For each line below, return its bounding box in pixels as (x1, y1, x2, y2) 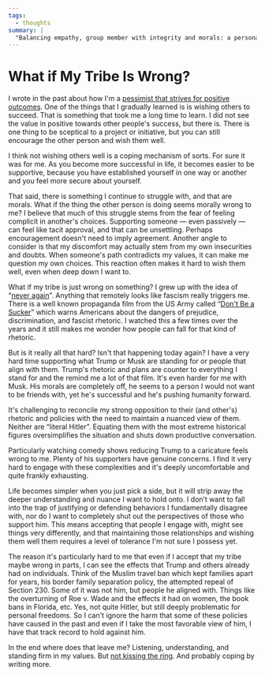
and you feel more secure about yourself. (8, 176, 142, 186)
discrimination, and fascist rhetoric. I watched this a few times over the (8, 316, 238, 325)
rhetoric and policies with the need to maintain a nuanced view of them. (8, 414, 241, 423)
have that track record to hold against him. (8, 627, 146, 637)
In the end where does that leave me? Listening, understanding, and (8, 643, 230, 653)
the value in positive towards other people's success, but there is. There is (8, 119, 250, 129)
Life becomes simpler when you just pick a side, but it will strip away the (8, 487, 244, 496)
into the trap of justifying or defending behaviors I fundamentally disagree (8, 503, 248, 513)
